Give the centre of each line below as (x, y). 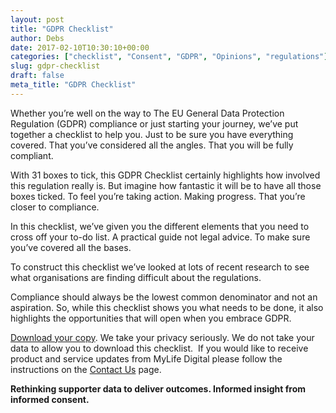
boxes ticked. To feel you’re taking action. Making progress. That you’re (158, 196)
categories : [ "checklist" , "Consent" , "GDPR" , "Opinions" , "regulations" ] (169, 57)
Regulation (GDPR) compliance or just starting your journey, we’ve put (154, 123)
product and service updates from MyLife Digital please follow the (146, 358)
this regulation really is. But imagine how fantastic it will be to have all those (166, 185)
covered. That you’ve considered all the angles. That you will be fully (152, 145)
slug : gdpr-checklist (55, 66)
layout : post (37, 19)
